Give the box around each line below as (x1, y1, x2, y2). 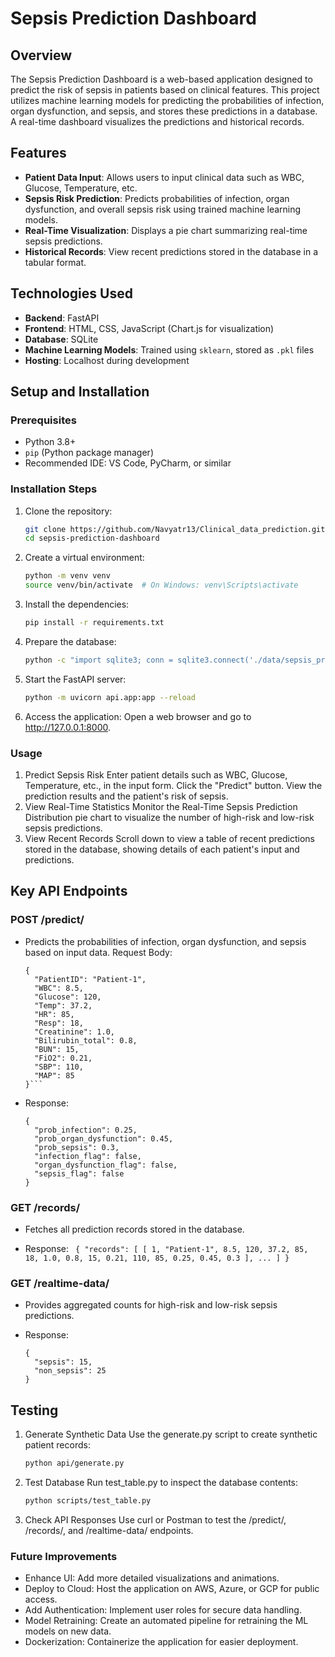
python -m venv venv (24, 571, 111, 581)
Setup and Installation (10, 383, 150, 401)
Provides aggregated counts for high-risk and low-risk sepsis (24, 1299, 278, 1311)
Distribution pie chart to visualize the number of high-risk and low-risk (24, 812, 315, 824)
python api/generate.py (24, 1458, 125, 1469)
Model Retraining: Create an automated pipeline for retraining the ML (24, 1615, 309, 1627)
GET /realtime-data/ (10, 1276, 110, 1290)
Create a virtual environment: (24, 552, 145, 564)
